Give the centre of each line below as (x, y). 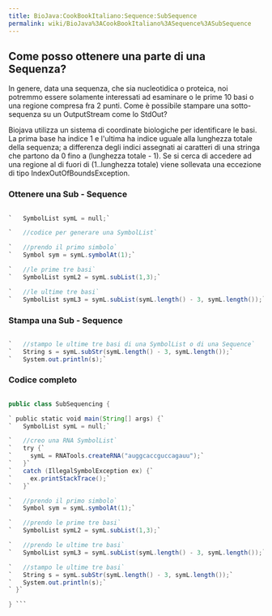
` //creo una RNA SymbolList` (63, 441)
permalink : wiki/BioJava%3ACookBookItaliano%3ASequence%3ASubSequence (130, 24)
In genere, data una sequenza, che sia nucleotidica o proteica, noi (118, 88)
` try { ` (27, 448)
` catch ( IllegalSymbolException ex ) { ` (81, 471)
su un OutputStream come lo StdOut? (105, 114)
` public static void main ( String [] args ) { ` (86, 419)
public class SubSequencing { (59, 404)
